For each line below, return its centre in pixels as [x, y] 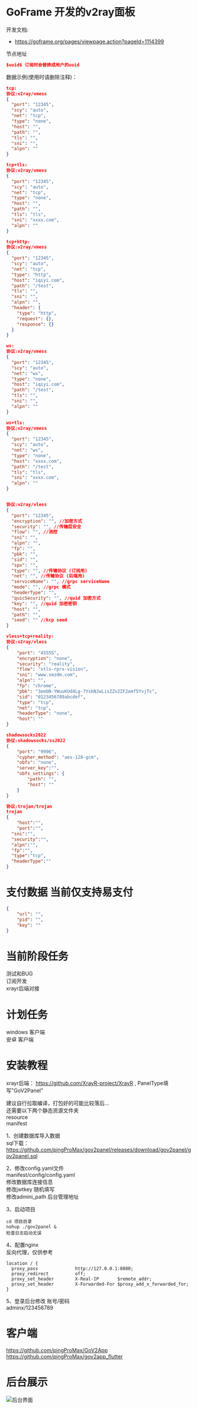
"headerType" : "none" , [45, 713]
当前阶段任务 [38, 956]
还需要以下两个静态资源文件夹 [42, 1111]
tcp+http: [18, 242]
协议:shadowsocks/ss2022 [36, 741]
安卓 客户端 [20, 1040]
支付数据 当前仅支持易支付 [70, 892]
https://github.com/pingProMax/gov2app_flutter [64, 1357]
